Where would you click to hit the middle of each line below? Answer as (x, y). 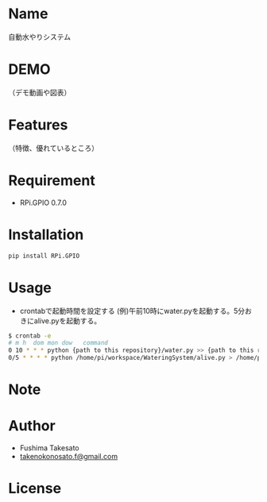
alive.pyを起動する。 (68, 321)
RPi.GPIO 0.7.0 (43, 203)
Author (32, 426)
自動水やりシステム (40, 37)
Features (38, 125)
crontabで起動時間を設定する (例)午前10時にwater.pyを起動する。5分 (132, 311)
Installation (46, 234)
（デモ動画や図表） (40, 92)
